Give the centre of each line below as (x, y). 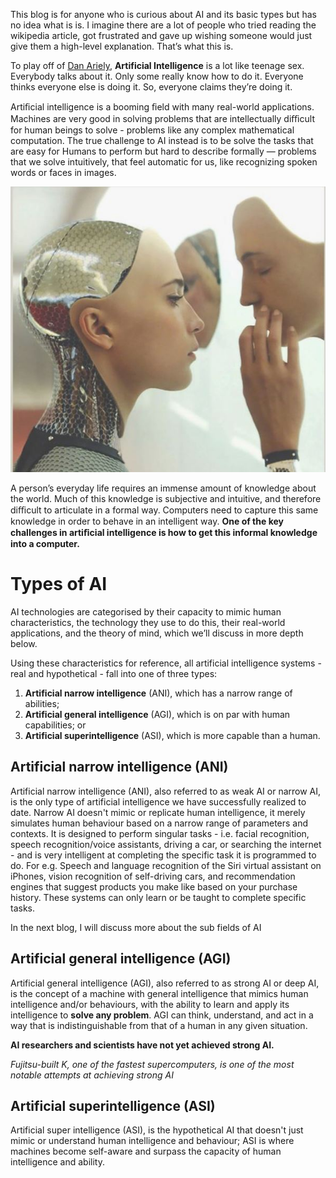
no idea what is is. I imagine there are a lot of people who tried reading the (163, 25)
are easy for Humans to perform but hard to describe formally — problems (163, 151)
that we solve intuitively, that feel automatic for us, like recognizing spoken (164, 162)
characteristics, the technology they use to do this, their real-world (148, 622)
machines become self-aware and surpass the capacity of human (146, 1151)
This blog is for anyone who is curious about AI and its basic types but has (163, 14)
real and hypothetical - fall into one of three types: (114, 673)
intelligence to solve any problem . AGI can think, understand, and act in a (162, 1015)
